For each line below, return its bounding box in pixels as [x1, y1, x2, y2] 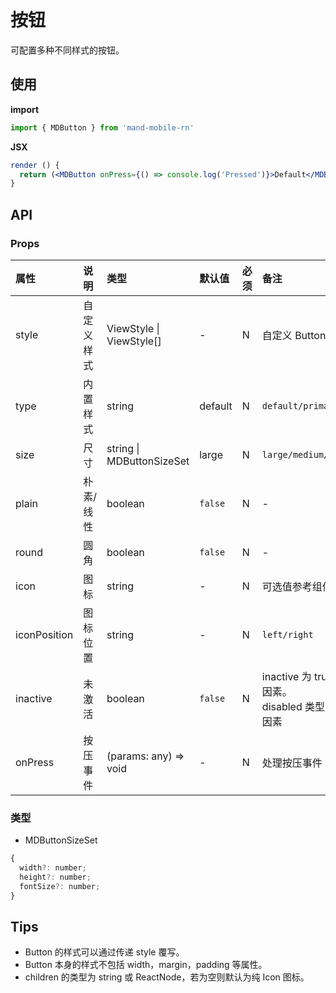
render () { [10, 160, 60, 170]
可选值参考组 [261, 579, 323, 593]
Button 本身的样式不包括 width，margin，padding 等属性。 [24, 959, 268, 971]
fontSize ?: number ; [19, 881, 101, 891]
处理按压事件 [261, 756, 323, 770]
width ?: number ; [19, 863, 87, 873]
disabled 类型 [261, 699, 326, 713]
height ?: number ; [19, 872, 92, 882]
